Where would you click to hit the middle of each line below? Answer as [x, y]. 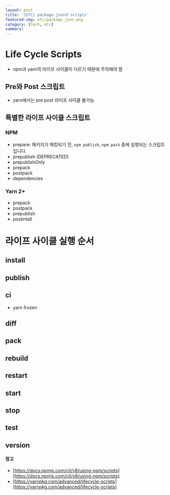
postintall [22, 219]
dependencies [28, 178]
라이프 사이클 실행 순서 [50, 241]
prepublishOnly [29, 162]
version [18, 445]
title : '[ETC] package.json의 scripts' [47, 15]
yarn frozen [25, 307]
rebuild [17, 358]
